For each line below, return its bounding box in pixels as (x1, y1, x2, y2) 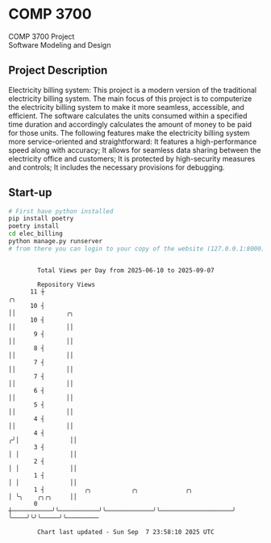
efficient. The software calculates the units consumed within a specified (8, 111, 248, 120)
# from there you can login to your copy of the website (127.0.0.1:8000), (8, 244, 269, 253)
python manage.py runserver (8, 238, 103, 246)
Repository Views (37, 280, 95, 288)
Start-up (8, 186, 52, 200)
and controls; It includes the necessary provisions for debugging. (8, 162, 225, 172)
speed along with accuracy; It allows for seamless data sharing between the (8, 145, 261, 154)
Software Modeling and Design (8, 40, 111, 49)
